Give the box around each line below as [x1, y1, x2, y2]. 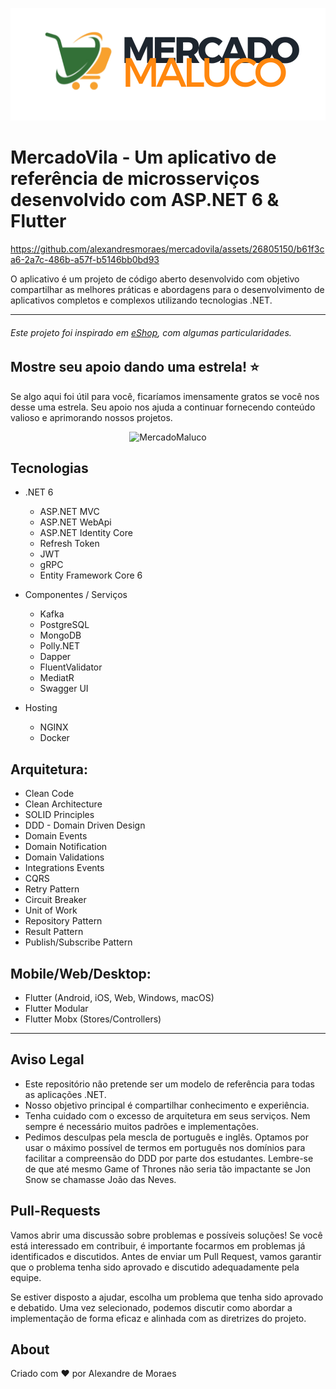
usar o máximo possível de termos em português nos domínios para [24, 1141, 306, 1153]
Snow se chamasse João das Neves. [24, 1173, 177, 1185]
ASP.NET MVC [39, 506, 100, 518]
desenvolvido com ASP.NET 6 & [10, 189, 280, 212]
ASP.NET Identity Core [39, 527, 133, 539]
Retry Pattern [24, 883, 80, 895]
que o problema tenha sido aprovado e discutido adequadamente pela [10, 1261, 300, 1273]
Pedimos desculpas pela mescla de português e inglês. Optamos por [24, 1131, 309, 1143]
